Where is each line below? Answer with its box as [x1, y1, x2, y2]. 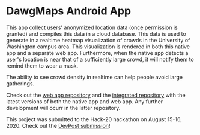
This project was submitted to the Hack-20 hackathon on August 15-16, [6, 115, 182, 123]
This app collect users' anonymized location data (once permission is [6, 24, 178, 31]
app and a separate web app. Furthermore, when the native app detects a [6, 49, 189, 56]
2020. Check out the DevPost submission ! [6, 122, 111, 129]
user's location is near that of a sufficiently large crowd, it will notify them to [6, 56, 194, 63]
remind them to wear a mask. [6, 62, 79, 69]
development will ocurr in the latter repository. [6, 104, 121, 111]
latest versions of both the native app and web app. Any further [6, 97, 163, 105]
